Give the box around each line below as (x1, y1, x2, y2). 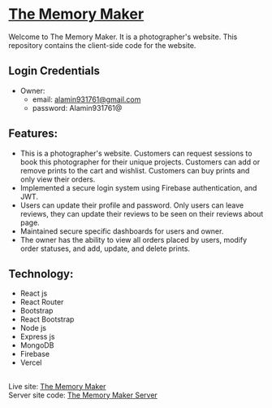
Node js (19, 323, 47, 333)
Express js (19, 331, 55, 342)
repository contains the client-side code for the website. (8, 40, 196, 50)
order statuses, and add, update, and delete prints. (19, 243, 191, 253)
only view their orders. (19, 174, 96, 184)
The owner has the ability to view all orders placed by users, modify (19, 235, 248, 244)
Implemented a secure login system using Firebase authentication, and (19, 182, 257, 192)
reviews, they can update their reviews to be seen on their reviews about (19, 208, 264, 218)
